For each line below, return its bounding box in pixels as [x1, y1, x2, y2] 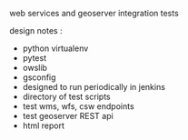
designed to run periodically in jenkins [22, 82, 166, 92]
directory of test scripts [22, 91, 111, 102]
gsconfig [22, 72, 56, 83]
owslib [22, 63, 48, 73]
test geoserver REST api [22, 111, 114, 121]
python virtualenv [22, 43, 89, 54]
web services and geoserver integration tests [9, 8, 179, 18]
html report [22, 120, 65, 131]
